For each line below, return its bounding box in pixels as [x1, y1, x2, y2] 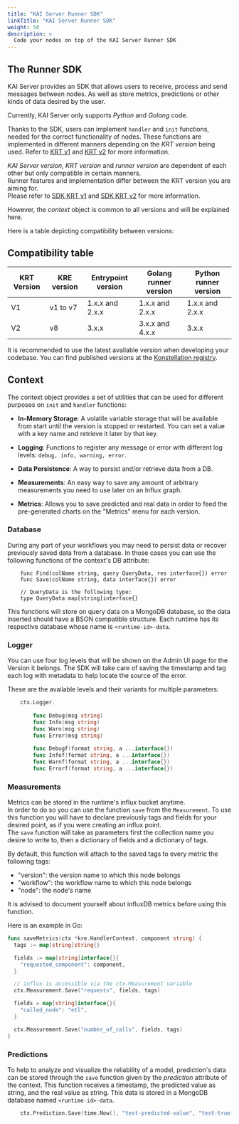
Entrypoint [91, 272, 128, 282]
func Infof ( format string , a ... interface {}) [33, 752, 171, 759]
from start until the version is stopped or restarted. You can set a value [17, 421, 225, 430]
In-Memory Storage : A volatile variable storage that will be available [17, 414, 218, 423]
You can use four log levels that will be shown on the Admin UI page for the [7, 656, 228, 665]
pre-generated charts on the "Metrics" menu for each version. [17, 507, 201, 516]
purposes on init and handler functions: [7, 400, 127, 409]
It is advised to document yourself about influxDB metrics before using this [7, 900, 227, 908]
